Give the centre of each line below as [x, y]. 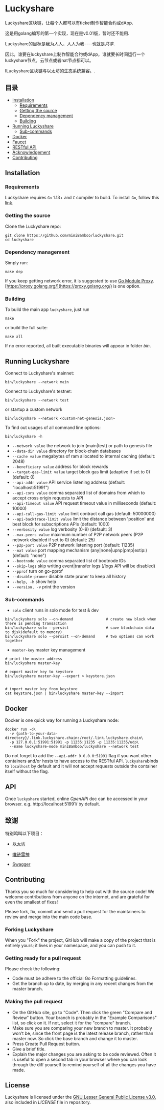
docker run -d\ [21, 729]
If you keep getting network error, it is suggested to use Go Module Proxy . [80, 281]
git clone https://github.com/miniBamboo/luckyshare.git [64, 235]
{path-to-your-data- [37, 734]
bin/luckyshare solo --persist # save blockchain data [80, 628]
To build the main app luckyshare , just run [47, 309]
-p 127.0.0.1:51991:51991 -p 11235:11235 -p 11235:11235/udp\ [74, 742]
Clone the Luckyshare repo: [33, 226]
